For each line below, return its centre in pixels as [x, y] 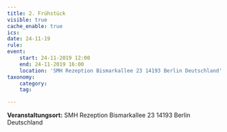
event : [16, 52]
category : [34, 83]
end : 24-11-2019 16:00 [52, 64]
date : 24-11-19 [29, 39]
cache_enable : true [35, 26]
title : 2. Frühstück [37, 13]
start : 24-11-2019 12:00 [55, 58]
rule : [15, 45]
